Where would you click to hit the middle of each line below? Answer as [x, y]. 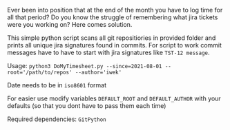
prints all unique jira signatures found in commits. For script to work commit [115, 45]
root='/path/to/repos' [40, 72]
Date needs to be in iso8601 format [57, 85]
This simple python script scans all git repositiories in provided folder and [112, 38]
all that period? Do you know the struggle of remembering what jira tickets [113, 17]
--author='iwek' [98, 72]
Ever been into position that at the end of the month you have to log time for [115, 10]
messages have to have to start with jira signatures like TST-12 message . [108, 52]
